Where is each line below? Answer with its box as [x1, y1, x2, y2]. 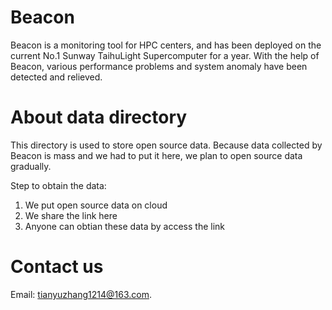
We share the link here [24, 209, 118, 221]
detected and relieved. [10, 71, 103, 83]
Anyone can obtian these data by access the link [24, 220, 226, 232]
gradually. [10, 160, 52, 172]
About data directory [10, 106, 188, 129]
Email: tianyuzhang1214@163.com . [10, 288, 153, 300]
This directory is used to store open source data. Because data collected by [10, 139, 323, 151]
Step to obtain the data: [10, 179, 107, 191]
